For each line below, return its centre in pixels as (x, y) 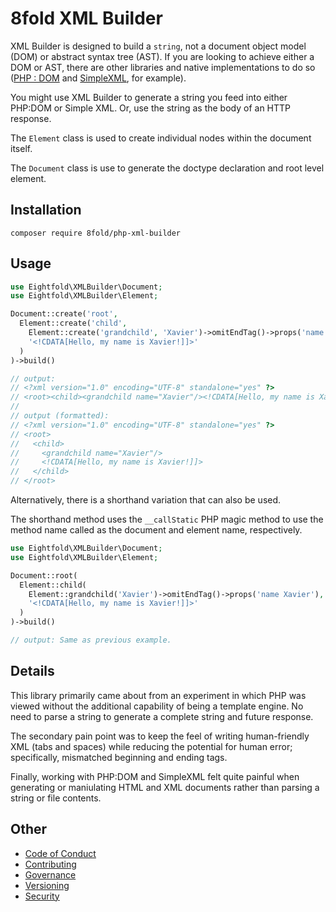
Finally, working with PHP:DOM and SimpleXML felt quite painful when (155, 776)
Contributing (50, 864)
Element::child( (53, 585)
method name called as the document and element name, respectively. (156, 530)
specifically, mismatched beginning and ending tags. (119, 757)
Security (42, 896)
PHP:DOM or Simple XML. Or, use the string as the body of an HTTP (151, 108)
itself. (21, 148)
